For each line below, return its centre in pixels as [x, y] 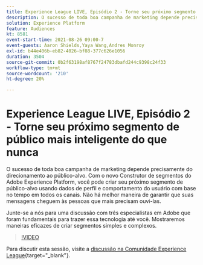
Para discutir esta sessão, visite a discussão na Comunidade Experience [96, 249]
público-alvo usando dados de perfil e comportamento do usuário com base [101, 189]
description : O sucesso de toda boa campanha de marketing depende [93, 17]
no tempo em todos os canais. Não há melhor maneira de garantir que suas [100, 195]
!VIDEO [30, 237]
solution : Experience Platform [46, 23]
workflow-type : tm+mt [34, 68]
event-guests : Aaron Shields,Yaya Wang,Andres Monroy [76, 46]
